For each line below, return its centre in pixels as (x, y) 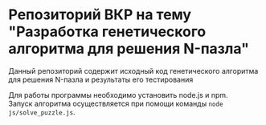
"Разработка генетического (107, 32)
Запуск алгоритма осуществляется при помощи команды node (116, 103)
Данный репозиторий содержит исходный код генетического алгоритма (133, 71)
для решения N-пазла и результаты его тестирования (101, 79)
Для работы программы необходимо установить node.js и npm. (118, 95)
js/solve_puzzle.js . (42, 112)
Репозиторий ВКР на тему (100, 15)
